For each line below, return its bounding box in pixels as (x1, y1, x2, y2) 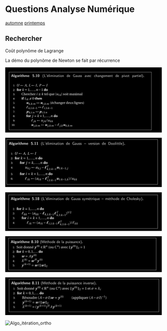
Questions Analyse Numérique (5, 3, 135, 15)
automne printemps (5, 20, 46, 26)
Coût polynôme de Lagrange (5, 47, 64, 53)
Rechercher (5, 34, 42, 43)
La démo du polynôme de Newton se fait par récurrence (5, 57, 120, 63)
